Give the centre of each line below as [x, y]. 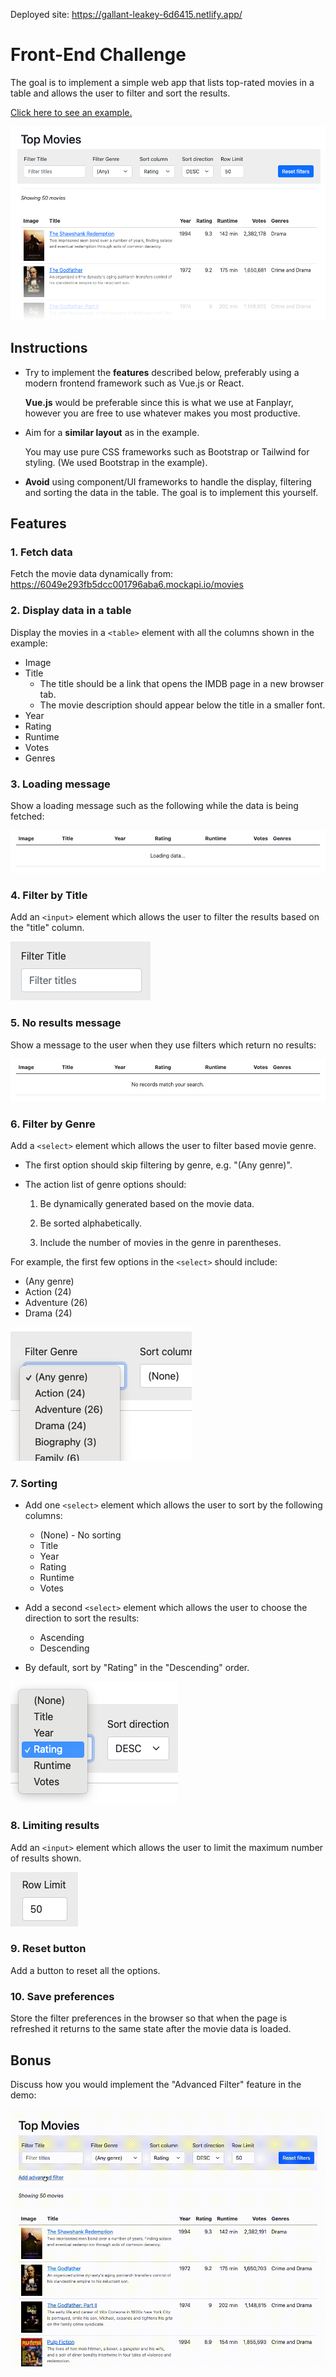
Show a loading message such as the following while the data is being [154, 805]
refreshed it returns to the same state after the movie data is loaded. [151, 2029]
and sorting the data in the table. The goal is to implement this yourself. [171, 492]
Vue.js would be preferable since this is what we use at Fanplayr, [159, 402]
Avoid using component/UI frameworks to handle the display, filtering [168, 481]
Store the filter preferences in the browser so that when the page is [149, 2018]
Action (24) [48, 1291]
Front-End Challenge [98, 55]
